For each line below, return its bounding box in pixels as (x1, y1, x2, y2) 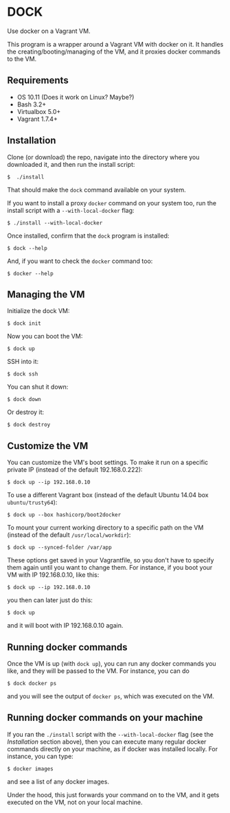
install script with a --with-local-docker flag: (7, 206, 135, 214)
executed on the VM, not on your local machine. (7, 798, 143, 806)
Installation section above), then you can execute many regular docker (7, 737, 207, 746)
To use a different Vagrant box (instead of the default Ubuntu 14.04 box (7, 491, 209, 499)
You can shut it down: (7, 382, 69, 391)
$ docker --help (7, 270, 54, 277)
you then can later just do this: (7, 596, 93, 604)
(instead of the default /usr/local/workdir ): (7, 531, 131, 539)
